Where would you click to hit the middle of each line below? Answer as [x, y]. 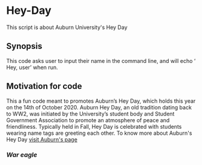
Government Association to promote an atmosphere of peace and [88, 120]
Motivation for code [44, 86]
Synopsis [24, 46]
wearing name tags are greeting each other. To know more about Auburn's [99, 133]
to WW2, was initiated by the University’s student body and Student [90, 114]
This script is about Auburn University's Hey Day [67, 27]
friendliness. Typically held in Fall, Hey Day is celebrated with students [94, 126]
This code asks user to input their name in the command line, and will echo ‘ [101, 60]
